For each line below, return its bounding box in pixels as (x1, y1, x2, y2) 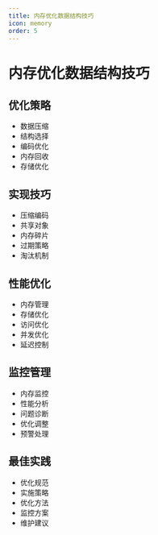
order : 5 (8, 27, 38, 35)
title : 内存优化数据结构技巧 (8, 11, 94, 20)
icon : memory (8, 19, 52, 27)
